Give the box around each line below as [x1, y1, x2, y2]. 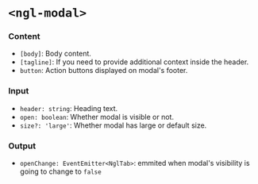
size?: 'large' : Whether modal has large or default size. [19, 121, 207, 130]
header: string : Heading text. [19, 103, 118, 113]
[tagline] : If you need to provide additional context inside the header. [19, 57, 249, 67]
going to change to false [19, 167, 102, 176]
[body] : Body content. [19, 49, 91, 59]
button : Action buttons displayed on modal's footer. [19, 66, 188, 75]
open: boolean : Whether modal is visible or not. [19, 112, 175, 121]
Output [8, 140, 37, 151]
